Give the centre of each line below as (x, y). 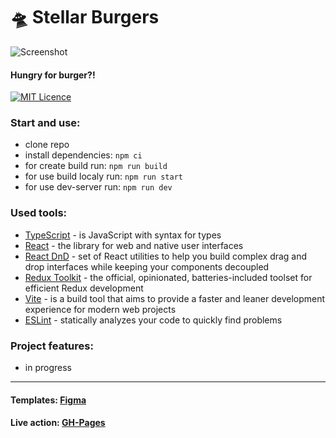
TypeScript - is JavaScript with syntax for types (123, 235)
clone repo (47, 145)
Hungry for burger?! (53, 75)
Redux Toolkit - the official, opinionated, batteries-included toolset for (168, 277)
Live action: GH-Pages (58, 423)
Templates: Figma (48, 400)
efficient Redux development (84, 288)
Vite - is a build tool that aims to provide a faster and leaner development (175, 298)
